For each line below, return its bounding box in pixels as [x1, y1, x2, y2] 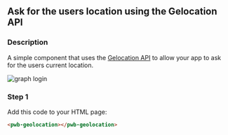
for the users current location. [7, 61, 93, 69]
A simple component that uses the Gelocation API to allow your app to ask [7, 53, 222, 62]
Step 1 [7, 92, 29, 101]
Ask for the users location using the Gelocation [7, 6, 217, 17]
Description [7, 38, 48, 48]
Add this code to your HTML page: [7, 108, 107, 116]
